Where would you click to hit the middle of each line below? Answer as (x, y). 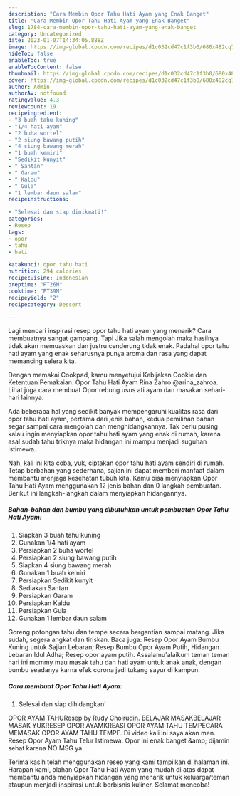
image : (18, 47)
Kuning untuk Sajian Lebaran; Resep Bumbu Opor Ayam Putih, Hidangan (114, 647)
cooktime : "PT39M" (35, 291)
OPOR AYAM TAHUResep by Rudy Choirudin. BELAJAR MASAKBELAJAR (115, 718)
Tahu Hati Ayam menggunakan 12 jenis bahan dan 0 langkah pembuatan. (115, 486)
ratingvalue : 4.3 (34, 100)
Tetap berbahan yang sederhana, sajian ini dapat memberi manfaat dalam (116, 471)
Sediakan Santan (43, 588)
